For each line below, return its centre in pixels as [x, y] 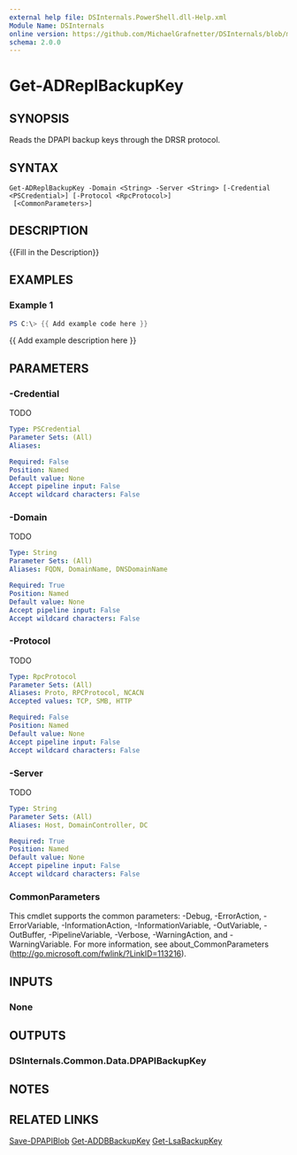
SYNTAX [34, 168]
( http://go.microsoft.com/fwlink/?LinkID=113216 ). [98, 954]
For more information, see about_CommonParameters [171, 944]
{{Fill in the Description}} [54, 252]
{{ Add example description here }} [73, 340]
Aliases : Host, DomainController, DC [79, 825]
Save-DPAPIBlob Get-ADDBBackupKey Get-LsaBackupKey [116, 1141]
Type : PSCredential [45, 429]
